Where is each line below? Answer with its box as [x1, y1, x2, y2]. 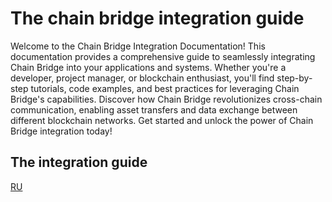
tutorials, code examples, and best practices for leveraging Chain [30, 82, 300, 94]
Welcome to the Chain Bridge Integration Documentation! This [10, 40, 266, 52]
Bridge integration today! [10, 125, 113, 137]
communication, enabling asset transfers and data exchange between [10, 103, 298, 116]
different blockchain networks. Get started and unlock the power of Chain [10, 114, 314, 126]
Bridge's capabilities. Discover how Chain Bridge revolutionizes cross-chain [10, 93, 323, 105]
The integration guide [10, 154, 148, 171]
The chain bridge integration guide [10, 7, 305, 30]
